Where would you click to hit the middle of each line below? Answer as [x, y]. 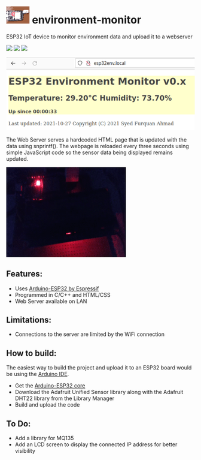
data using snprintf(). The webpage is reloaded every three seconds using [98, 146]
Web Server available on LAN [51, 301]
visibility [25, 451]
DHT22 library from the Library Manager [65, 398]
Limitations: [29, 320]
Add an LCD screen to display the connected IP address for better [96, 444]
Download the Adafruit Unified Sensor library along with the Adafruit [99, 392]
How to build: [31, 353]
